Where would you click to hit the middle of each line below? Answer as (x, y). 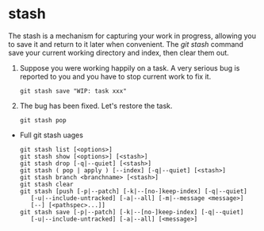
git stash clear (46, 184)
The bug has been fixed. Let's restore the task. (96, 106)
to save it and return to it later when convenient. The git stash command (126, 44)
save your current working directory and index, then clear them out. (119, 52)
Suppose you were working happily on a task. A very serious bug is (130, 67)
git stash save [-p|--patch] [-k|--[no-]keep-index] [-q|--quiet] (132, 212)
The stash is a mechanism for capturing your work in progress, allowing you (132, 36)
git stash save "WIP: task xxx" (73, 91)
